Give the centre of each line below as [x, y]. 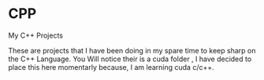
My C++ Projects [35, 35]
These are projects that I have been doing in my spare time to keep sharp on [132, 50]
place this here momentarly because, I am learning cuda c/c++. [111, 67]
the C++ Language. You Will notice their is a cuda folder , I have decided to [130, 59]
